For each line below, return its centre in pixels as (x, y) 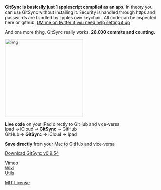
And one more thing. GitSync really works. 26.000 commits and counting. (80, 32)
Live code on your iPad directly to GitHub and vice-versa (62, 124)
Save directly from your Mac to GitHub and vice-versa (60, 144)
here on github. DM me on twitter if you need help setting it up (68, 22)
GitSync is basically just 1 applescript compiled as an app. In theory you (79, 7)
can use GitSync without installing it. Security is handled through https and (80, 12)
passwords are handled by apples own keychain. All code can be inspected (81, 17)
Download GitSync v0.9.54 (32, 153)
